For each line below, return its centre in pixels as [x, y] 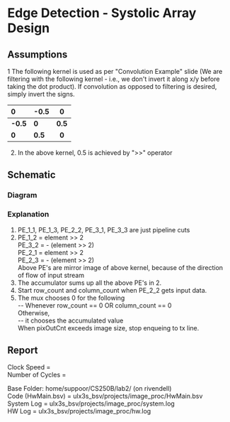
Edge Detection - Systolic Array [102, 13]
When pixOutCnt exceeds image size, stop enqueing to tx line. [108, 328]
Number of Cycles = [37, 375]
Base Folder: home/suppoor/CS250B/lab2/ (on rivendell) [90, 389]
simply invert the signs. [41, 94]
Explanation [28, 215]
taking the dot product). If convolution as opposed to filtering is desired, [112, 86]
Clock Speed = [29, 367]
